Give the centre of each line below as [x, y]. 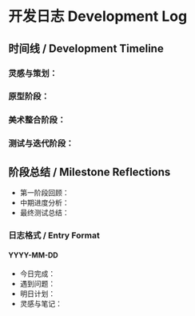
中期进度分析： [44, 203]
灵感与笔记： [41, 304]
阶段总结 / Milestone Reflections [90, 172]
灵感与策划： [33, 73]
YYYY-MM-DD [33, 255]
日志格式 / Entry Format [54, 235]
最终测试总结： [44, 213]
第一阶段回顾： [44, 193]
